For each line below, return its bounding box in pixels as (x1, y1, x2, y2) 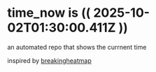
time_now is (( (7, 5, 91, 21)
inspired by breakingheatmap (7, 56, 92, 64)
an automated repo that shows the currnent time (7, 43, 147, 51)
